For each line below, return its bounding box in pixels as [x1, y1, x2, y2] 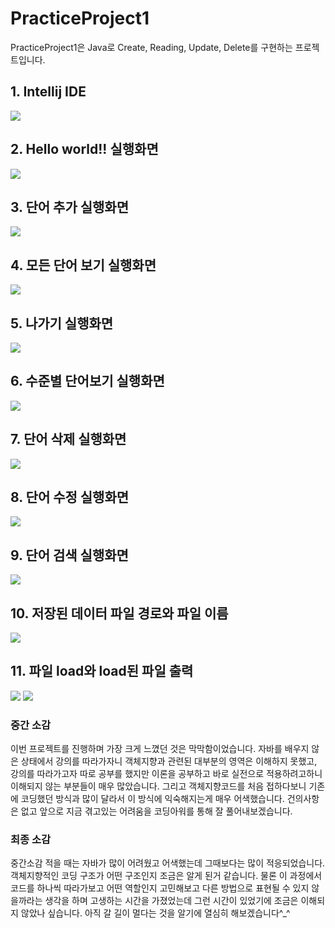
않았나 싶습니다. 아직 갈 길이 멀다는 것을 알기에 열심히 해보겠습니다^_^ [20, 907, 291, 919]
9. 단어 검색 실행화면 [10, 547, 129, 564]
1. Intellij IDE [10, 83, 87, 101]
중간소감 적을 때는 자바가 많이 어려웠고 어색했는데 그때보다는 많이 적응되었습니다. [10, 857, 326, 869]
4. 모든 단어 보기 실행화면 [10, 257, 157, 274]
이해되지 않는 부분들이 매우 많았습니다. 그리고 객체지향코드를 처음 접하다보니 [10, 780, 307, 792]
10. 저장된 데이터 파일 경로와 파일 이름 [10, 605, 229, 622]
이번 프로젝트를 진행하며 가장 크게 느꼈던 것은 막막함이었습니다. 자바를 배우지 [10, 743, 310, 755]
